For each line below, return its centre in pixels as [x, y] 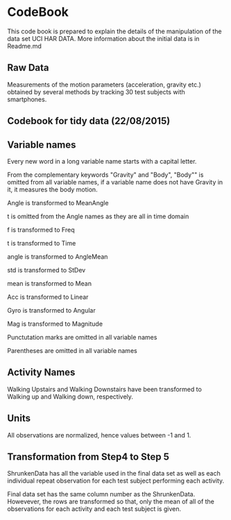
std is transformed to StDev [46, 270]
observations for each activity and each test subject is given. [94, 509]
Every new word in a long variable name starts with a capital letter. [102, 161]
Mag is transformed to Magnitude [55, 324]
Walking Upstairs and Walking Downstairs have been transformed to [105, 389]
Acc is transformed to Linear [48, 297]
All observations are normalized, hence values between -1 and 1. [99, 435]
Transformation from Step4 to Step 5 [88, 457]
